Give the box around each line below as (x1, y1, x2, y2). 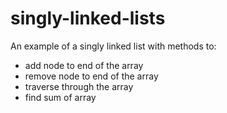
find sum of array (24, 91, 97, 103)
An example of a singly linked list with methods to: (10, 40, 217, 52)
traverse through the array (24, 80, 134, 92)
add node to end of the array (24, 59, 144, 71)
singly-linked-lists (10, 7, 166, 30)
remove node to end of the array (24, 70, 159, 82)
